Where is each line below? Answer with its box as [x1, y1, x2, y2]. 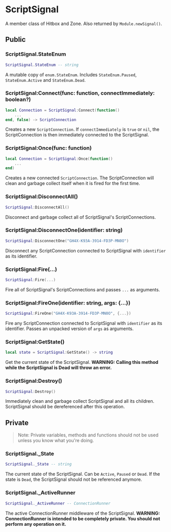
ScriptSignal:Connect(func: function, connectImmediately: [5, 89, 155, 97]
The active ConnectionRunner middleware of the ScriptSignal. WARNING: [5, 510, 160, 516]
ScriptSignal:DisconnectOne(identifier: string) [5, 226, 123, 234]
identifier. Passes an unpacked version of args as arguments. [5, 326, 134, 332]
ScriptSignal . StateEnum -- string [5, 62, 79, 67]
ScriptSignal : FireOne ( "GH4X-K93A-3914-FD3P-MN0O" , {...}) [5, 311, 131, 316]
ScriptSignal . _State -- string [5, 461, 72, 467]
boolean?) [5, 96, 31, 103]
